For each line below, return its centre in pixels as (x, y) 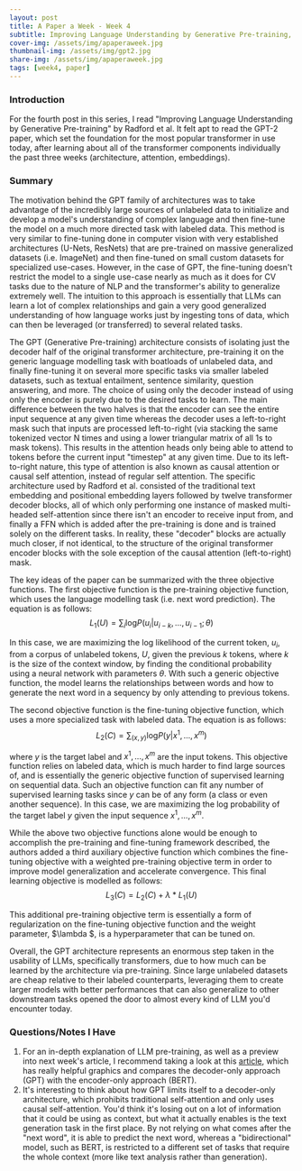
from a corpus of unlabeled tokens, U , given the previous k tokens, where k (149, 654)
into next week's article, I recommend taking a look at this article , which (156, 1061)
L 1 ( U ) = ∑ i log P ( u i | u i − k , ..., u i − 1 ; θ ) (151, 624)
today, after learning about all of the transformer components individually (145, 148)
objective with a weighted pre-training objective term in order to (153, 861)
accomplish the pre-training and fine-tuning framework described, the (140, 842)
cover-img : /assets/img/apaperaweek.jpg (87, 43)
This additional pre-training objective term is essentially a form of (131, 914)
